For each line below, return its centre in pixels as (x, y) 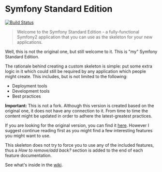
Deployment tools (29, 86)
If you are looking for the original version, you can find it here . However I (77, 125)
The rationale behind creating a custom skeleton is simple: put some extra (79, 66)
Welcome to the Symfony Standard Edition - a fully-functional (78, 32)
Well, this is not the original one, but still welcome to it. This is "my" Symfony (81, 52)
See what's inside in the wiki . (34, 165)
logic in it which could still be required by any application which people (75, 71)
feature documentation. (29, 155)
